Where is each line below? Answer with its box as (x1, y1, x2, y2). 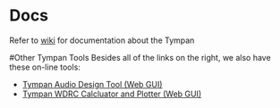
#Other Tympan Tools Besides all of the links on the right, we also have (9, 52, 271, 62)
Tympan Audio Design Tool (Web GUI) (21, 79, 163, 89)
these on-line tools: (9, 62, 81, 72)
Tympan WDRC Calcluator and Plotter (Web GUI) (21, 88, 202, 99)
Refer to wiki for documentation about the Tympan (9, 35, 195, 46)
